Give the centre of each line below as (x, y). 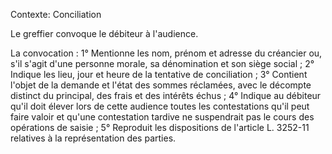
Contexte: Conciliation (56, 14)
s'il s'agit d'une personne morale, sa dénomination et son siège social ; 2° (162, 63)
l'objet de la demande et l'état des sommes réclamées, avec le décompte (161, 85)
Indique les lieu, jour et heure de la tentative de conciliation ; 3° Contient (159, 74)
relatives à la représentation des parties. (93, 138)
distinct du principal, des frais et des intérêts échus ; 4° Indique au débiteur (166, 95)
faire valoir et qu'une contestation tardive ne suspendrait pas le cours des (162, 117)
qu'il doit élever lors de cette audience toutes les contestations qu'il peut (160, 106)
